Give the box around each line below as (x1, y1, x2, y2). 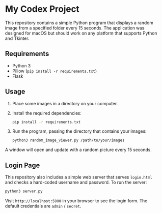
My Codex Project (5, 3, 80, 15)
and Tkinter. (5, 35, 29, 41)
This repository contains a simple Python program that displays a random (5, 20, 154, 26)
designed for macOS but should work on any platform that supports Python (5, 30, 157, 36)
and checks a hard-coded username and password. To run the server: (5, 180, 147, 185)
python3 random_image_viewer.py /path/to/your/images (12, 138, 125, 143)
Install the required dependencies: (12, 110, 82, 116)
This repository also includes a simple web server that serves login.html (5, 174, 153, 180)
